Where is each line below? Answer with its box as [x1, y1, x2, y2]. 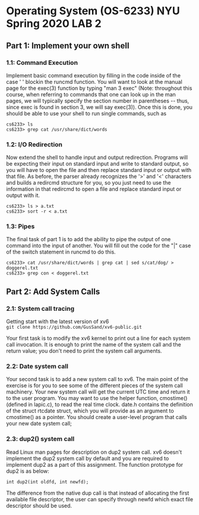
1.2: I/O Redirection [6, 140, 62, 148]
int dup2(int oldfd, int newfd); [6, 479, 89, 485]
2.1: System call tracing [6, 304, 75, 313]
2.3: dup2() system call [6, 435, 75, 443]
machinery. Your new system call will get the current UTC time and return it [6, 388, 190, 395]
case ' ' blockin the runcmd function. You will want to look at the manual [6, 78, 182, 85]
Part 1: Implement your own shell [6, 40, 129, 51]
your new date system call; [6, 420, 72, 427]
